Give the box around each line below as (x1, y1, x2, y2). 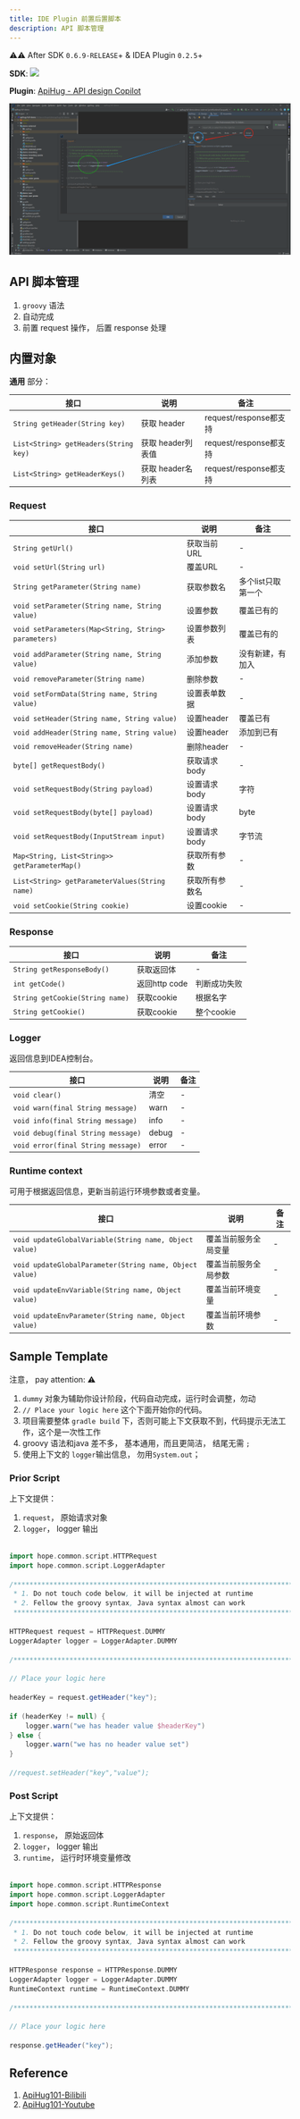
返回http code (137, 979, 188, 989)
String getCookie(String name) (12, 993, 129, 1003)
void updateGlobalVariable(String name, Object (12, 1235, 194, 1244)
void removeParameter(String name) (12, 675, 146, 684)
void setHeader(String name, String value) (12, 714, 178, 723)
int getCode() (12, 980, 66, 988)
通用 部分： (9, 376, 51, 387)
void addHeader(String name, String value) (12, 728, 178, 737)
